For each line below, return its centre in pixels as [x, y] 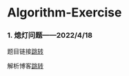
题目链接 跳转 [25, 51]
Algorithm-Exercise [64, 13]
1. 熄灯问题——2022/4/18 [50, 36]
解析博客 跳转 [25, 66]
